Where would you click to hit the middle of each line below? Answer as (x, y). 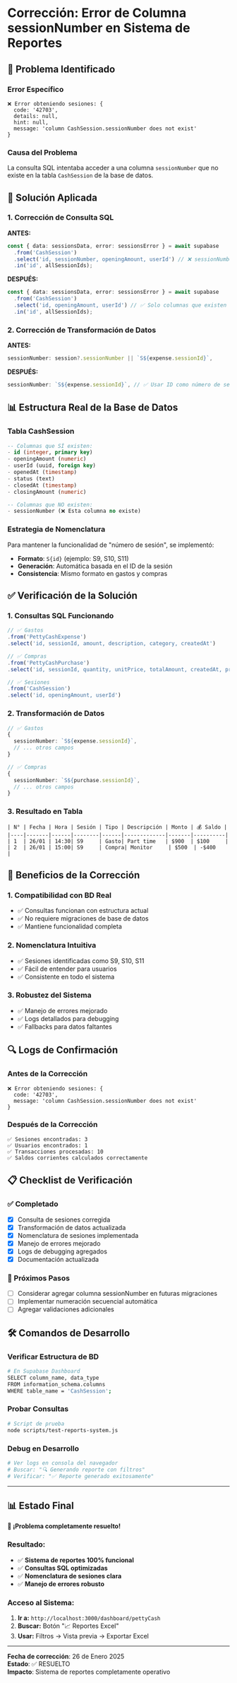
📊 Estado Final (41, 1505)
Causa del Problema (42, 152)
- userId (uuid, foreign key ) (52, 466)
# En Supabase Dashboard (44, 1371)
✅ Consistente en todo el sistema (66, 976)
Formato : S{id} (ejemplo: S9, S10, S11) (73, 558)
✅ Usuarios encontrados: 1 (48, 1145)
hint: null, (31, 122)
